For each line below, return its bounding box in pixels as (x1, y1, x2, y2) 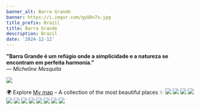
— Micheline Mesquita (6, 65, 62, 72)
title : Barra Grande (6, 25, 58, 32)
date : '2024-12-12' (6, 36, 55, 42)
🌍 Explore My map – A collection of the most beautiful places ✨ (6, 89, 164, 96)
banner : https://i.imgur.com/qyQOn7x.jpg (6, 14, 111, 20)
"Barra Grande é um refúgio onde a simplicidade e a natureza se (6, 53, 169, 59)
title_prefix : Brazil (6, 20, 60, 26)
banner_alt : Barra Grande (6, 8, 71, 15)
